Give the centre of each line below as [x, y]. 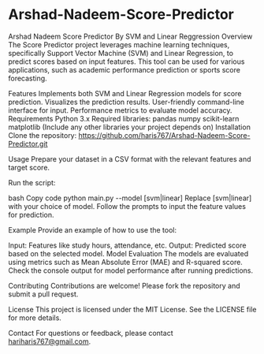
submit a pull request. [43, 294]
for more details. [35, 318]
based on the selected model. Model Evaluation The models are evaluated [128, 253]
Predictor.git [28, 143]
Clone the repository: [43, 135]
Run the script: [32, 182]
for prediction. [31, 214]
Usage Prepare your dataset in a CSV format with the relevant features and [130, 158]
